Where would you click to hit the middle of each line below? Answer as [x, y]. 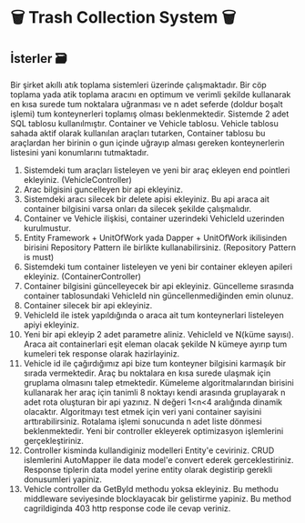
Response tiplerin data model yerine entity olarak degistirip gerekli [147, 470]
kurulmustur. [47, 228]
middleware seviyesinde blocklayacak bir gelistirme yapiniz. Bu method [158, 498]
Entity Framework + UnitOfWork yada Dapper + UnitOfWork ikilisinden [155, 238]
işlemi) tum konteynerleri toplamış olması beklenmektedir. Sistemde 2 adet [150, 114]
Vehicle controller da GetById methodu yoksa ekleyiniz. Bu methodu [151, 489]
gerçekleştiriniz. [54, 441]
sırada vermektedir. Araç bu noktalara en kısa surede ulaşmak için [147, 373]
